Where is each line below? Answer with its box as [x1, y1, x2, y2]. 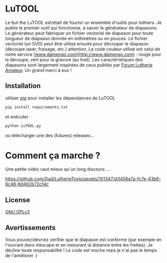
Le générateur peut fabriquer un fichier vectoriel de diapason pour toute [5, 30, 154, 36]
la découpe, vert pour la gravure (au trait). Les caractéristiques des [5, 56, 143, 62]
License [5, 196, 30, 204]
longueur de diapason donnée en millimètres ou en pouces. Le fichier [5, 35, 148, 41]
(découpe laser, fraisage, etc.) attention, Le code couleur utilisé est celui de [5, 46, 161, 52]
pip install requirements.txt [5, 104, 68, 110]
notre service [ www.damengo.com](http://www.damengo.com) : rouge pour [5, 51, 162, 57]
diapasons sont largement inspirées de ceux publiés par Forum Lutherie [5, 62, 153, 68]
